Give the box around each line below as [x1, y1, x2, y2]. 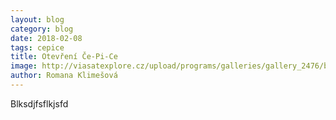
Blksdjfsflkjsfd [10, 97, 69, 110]
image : [10, 61, 38, 71]
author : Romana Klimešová [10, 71, 118, 81]
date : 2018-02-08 [10, 33, 83, 43]
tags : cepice [10, 42, 65, 53]
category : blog [10, 24, 74, 34]
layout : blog [10, 14, 65, 25]
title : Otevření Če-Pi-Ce [10, 52, 118, 62]
